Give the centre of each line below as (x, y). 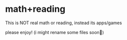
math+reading (35, 9)
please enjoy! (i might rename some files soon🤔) (55, 32)
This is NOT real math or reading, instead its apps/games (63, 23)
